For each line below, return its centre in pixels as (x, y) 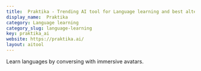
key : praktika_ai (28, 34)
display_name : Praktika (37, 17)
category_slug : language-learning (49, 28)
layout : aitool (25, 45)
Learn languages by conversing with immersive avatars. (75, 61)
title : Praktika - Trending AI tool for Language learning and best (95, 12)
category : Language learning (42, 22)
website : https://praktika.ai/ (45, 39)
